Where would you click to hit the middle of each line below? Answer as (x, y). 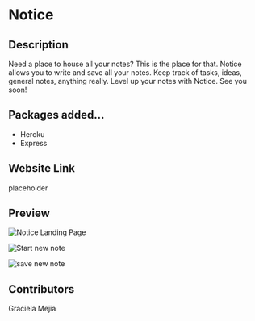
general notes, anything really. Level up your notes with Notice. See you (128, 81)
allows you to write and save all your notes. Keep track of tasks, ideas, (125, 73)
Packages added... (56, 115)
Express (33, 143)
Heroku (32, 134)
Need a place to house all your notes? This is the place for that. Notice (125, 64)
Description (38, 45)
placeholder (28, 188)
